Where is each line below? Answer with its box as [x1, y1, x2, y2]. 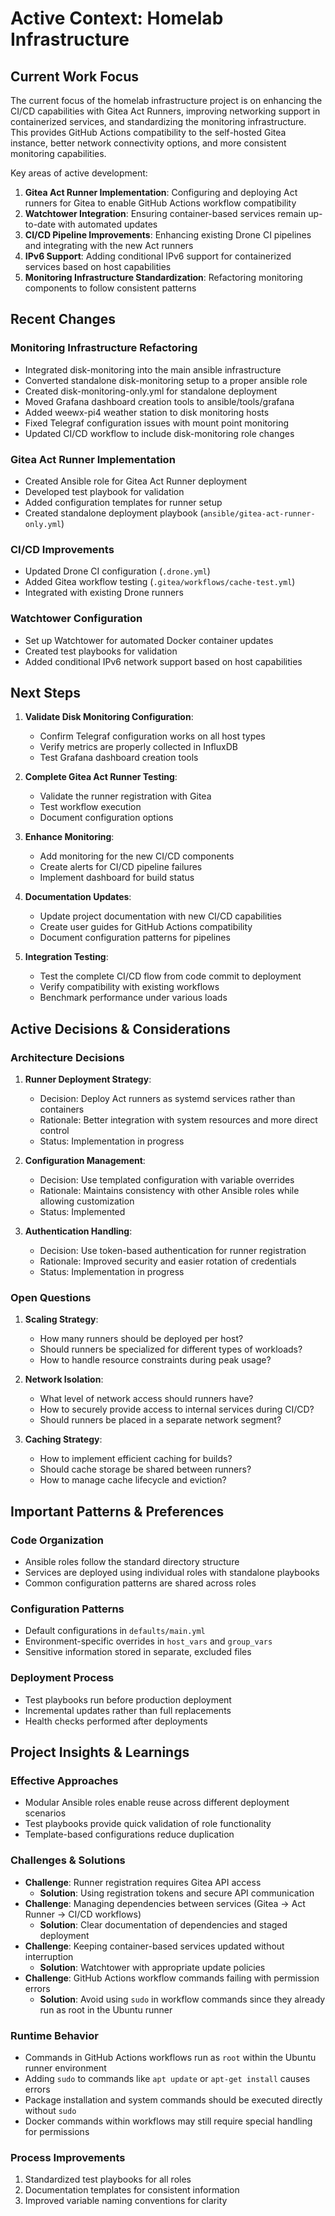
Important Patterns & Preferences [10, 1503, 225, 1520]
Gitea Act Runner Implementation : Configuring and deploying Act [24, 187, 298, 198]
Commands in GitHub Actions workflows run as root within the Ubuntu [24, 2051, 317, 2063]
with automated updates [58, 218, 158, 230]
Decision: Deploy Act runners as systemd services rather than [39, 1093, 296, 1105]
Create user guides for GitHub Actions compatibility [39, 921, 253, 933]
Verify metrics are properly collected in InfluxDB [39, 741, 238, 753]
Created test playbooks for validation [24, 645, 178, 657]
